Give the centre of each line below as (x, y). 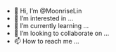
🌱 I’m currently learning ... (51, 26)
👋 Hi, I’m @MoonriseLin (48, 11)
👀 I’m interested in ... (44, 18)
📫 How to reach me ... (46, 41)
